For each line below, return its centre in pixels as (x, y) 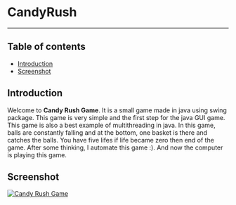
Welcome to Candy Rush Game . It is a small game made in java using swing (117, 110)
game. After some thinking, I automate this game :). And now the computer (115, 147)
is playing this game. (37, 154)
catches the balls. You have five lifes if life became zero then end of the (111, 140)
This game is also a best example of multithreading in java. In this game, (111, 125)
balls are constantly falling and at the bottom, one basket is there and (107, 132)
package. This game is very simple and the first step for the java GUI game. (116, 117)
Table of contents (46, 47)
